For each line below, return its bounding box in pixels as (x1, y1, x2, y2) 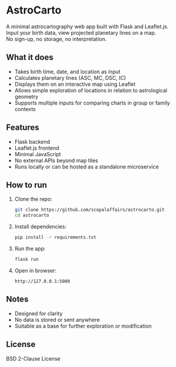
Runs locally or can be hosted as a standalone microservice (14, 163, 160, 170)
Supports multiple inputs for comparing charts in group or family (14, 99, 170, 106)
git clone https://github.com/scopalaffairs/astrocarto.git (14, 207, 165, 213)
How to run (6, 180, 48, 190)
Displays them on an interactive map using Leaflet (14, 80, 136, 87)
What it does (6, 52, 54, 62)
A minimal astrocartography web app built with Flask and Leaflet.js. (6, 23, 169, 30)
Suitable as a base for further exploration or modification (14, 322, 152, 329)
